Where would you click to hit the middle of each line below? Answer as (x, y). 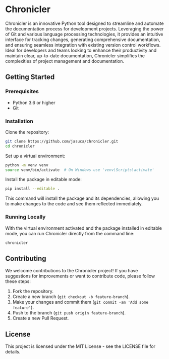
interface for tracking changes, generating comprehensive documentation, (83, 40)
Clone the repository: (27, 132)
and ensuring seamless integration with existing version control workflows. (83, 45)
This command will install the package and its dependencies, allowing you (82, 198)
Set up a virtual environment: (35, 156)
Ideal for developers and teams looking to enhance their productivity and (81, 50)
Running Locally (25, 217)
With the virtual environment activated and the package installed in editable (84, 228)
